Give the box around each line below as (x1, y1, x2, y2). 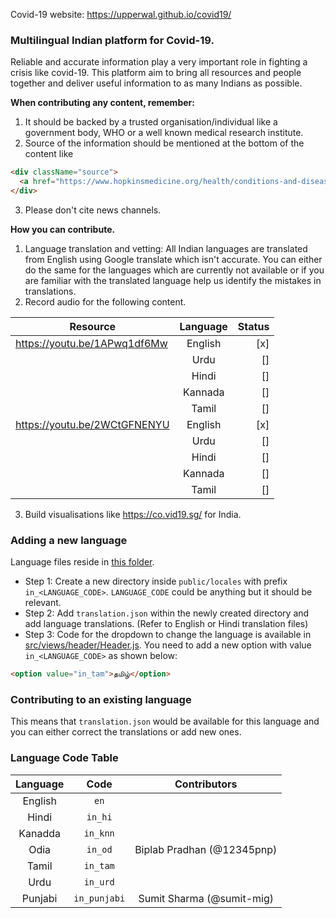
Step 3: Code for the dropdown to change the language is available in (24, 629, 312, 641)
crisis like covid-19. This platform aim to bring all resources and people (10, 67, 302, 79)
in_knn (83, 827, 115, 839)
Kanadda (18, 826, 62, 840)
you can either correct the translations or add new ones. (10, 726, 242, 738)
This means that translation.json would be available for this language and (10, 715, 320, 728)
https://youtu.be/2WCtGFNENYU (15, 417, 170, 431)
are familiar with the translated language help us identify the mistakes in (24, 274, 322, 286)
